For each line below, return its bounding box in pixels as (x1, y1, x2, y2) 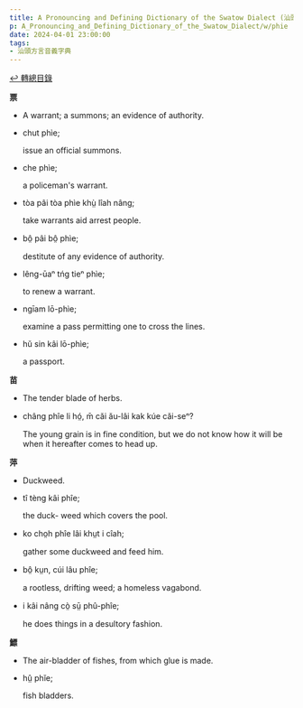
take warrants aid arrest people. (22, 215, 142, 226)
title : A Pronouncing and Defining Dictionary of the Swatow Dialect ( (9, 13, 284, 23)
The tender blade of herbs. (22, 393, 123, 404)
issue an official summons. (22, 145, 122, 156)
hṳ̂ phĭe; (22, 673, 53, 684)
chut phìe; (22, 127, 60, 138)
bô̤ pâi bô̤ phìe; (22, 233, 79, 244)
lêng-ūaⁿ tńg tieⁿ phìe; (22, 268, 106, 280)
